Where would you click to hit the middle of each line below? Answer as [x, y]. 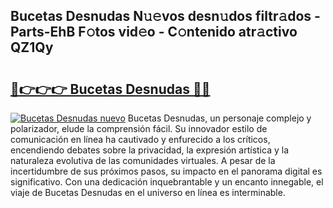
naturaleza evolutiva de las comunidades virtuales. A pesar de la [143, 160]
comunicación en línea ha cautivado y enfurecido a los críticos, [140, 139]
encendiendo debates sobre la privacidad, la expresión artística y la [149, 150]
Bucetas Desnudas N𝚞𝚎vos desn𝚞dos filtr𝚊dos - [165, 16]
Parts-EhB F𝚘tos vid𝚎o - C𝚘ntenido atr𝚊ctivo [154, 32]
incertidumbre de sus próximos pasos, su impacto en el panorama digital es [166, 171]
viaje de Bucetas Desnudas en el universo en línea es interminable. [148, 192]
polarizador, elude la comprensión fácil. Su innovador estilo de [139, 128]
